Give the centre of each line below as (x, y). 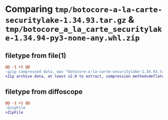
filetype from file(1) (36, 56)
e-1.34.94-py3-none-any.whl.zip (72, 38)
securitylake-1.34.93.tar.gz (66, 21)
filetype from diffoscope (44, 92)
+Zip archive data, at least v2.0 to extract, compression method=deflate (85, 76)
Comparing (29, 9)
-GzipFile (15, 108)
